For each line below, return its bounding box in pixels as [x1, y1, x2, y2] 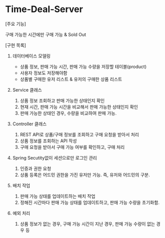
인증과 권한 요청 [20, 165, 51, 172]
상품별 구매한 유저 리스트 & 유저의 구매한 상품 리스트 [20, 76, 122, 82]
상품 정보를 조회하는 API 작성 [20, 137, 77, 144]
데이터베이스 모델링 [12, 53, 51, 59]
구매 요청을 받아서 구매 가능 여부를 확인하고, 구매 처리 [20, 144, 125, 150]
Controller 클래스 [12, 121, 47, 127]
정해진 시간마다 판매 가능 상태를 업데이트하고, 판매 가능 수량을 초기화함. [20, 199, 160, 205]
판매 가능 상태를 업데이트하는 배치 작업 [20, 193, 96, 199]
